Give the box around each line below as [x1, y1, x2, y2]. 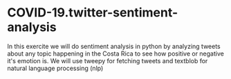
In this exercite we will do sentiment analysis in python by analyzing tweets [7, 42, 221, 50]
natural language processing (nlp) [7, 64, 104, 72]
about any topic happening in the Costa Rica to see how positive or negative [7, 49, 225, 58]
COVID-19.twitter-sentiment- [7, 5, 178, 21]
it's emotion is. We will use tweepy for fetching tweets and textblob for [7, 56, 208, 65]
